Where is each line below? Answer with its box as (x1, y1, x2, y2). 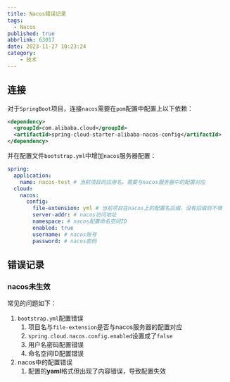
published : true (7, 30, 55, 37)
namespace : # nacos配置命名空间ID (32, 218, 127, 226)
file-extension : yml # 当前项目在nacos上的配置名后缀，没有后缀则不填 (32, 205, 223, 212)
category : (7, 50, 37, 57)
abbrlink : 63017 (7, 37, 55, 44)
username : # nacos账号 (32, 230, 97, 238)
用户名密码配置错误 (27, 340, 84, 349)
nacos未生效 (7, 281, 51, 291)
